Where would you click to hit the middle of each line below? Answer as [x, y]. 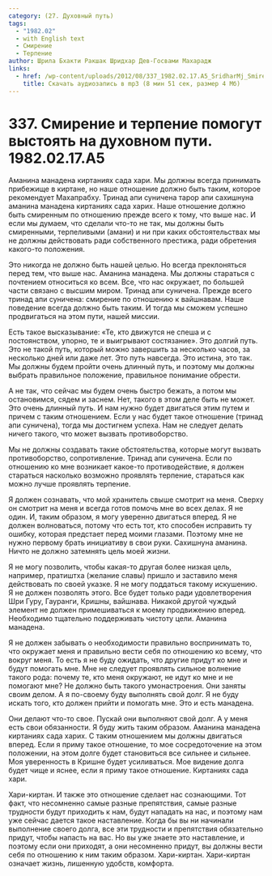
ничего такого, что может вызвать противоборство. [98, 434]
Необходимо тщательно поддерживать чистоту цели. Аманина [118, 619]
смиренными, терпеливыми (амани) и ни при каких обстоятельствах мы [134, 232]
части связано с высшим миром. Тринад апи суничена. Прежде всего [130, 291]
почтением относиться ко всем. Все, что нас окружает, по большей [126, 282]
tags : [17, 23]
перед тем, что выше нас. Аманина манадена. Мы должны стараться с [132, 274]
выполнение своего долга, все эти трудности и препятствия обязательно [136, 829]
